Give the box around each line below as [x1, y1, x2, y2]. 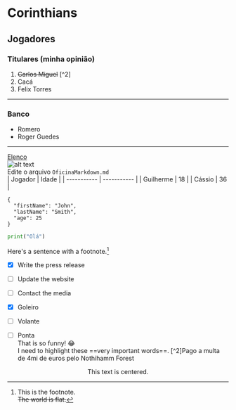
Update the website [17, 274, 75, 283]
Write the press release [17, 260, 86, 269]
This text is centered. [87, 368, 149, 376]
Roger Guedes [17, 132, 60, 141]
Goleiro [17, 302, 39, 311]
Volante [17, 316, 40, 325]
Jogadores [7, 33, 56, 45]
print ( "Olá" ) [7, 233, 46, 241]
